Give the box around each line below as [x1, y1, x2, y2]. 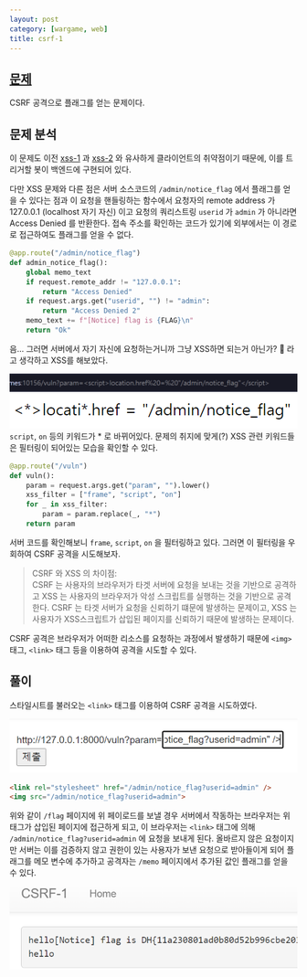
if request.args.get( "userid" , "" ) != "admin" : [26, 297, 210, 306]
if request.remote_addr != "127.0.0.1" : [26, 277, 182, 287]
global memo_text [26, 268, 92, 277]
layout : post [9, 15, 59, 24]
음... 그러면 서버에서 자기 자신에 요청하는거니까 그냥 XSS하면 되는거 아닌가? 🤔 [9, 343, 285, 354]
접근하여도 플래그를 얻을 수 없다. [18, 229, 134, 239]
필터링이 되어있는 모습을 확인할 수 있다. [18, 441, 158, 452]
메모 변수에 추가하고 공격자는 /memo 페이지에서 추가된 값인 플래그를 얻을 [33, 855, 289, 867]
